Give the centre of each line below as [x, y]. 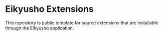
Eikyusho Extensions [49, 9]
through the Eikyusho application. [40, 28]
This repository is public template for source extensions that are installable [82, 23]
